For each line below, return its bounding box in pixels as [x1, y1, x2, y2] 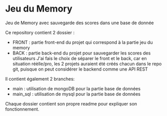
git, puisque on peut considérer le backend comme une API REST [12, 66, 148, 72]
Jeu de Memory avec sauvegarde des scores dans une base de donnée [5, 20, 154, 26]
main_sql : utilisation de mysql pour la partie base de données [12, 91, 141, 97]
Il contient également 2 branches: [5, 76, 75, 82]
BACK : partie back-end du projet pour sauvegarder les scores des [12, 50, 151, 56]
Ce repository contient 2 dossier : [5, 29, 75, 35]
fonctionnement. [5, 106, 39, 112]
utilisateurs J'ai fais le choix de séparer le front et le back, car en [12, 55, 147, 61]
